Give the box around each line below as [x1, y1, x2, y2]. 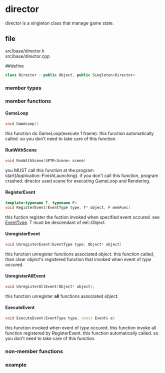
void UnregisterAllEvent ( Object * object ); [5, 284, 95, 289]
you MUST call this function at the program [5, 167, 94, 173]
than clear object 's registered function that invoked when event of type [5, 256, 151, 262]
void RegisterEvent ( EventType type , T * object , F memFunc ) [5, 205, 131, 210]
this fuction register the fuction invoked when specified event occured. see [5, 214, 160, 220]
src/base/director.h [5, 47, 45, 53]
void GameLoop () [5, 121, 39, 126]
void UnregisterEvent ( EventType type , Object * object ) [5, 241, 122, 247]
